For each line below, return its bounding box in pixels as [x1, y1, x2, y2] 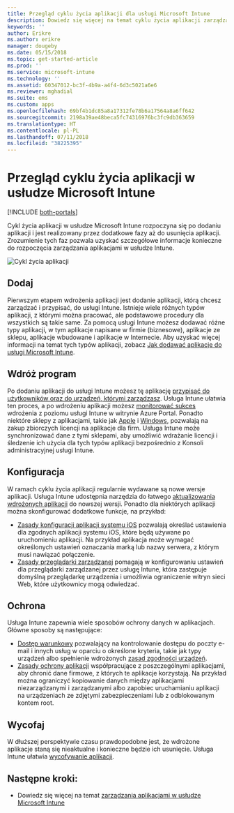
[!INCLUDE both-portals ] [7, 208, 78, 216]
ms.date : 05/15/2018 [7, 50, 68, 57]
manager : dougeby [7, 43, 58, 50]
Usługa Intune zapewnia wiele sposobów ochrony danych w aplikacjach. [7, 618, 215, 627]
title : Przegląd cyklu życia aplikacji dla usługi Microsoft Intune [7, 10, 210, 17]
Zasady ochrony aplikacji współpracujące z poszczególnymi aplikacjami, [17, 662, 226, 670]
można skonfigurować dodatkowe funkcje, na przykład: [7, 507, 166, 515]
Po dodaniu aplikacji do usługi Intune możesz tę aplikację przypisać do [7, 387, 210, 395]
